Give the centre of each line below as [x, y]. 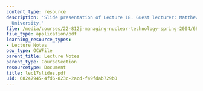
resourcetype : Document [36, 67]
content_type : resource [36, 12]
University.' [28, 23]
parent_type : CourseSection [42, 62]
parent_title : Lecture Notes [43, 56]
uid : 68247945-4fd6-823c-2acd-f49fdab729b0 [62, 78]
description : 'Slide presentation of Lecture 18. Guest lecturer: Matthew [102, 17]
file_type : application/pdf [42, 34]
